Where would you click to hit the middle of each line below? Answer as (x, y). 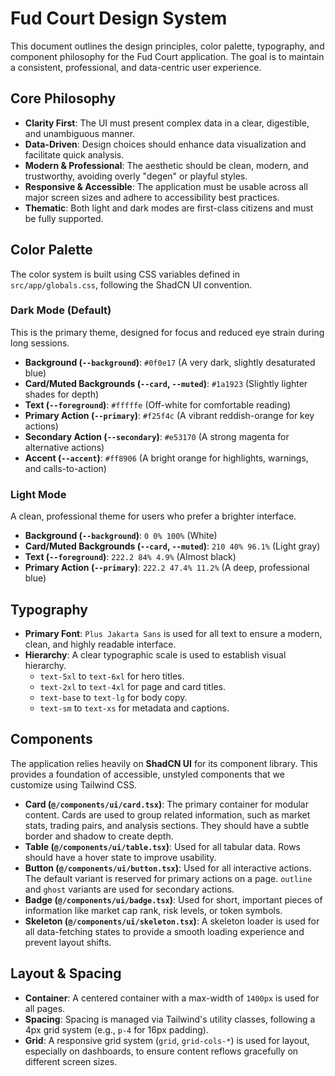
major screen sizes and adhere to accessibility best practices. (152, 197)
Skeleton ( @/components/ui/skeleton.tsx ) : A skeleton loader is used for (172, 921)
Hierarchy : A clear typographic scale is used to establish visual (155, 654)
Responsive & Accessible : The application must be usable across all (166, 186)
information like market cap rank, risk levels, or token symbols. (153, 910)
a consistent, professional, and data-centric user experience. (136, 67)
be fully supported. (64, 218)
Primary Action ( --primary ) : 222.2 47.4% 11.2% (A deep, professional (167, 568)
